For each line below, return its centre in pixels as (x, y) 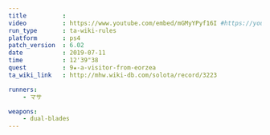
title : (37, 16)
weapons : (23, 111)
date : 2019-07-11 (57, 53)
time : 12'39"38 (53, 61)
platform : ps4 (45, 38)
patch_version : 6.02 (46, 46)
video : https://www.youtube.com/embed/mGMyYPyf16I (113, 23)
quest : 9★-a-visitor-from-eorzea (82, 68)
